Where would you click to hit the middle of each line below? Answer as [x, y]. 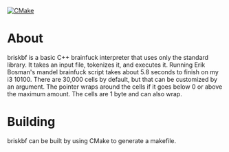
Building [31, 122]
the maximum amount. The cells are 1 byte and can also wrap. [95, 94]
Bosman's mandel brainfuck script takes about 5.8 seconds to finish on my [113, 72]
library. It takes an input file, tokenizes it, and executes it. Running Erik [106, 65]
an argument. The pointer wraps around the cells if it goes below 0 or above [115, 87]
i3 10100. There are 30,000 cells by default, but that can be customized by [112, 79]
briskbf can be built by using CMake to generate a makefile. [92, 140]
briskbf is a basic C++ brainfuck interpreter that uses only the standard [108, 57]
